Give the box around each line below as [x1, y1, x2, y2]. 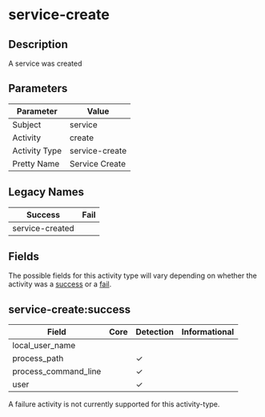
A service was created [8, 58, 82, 68]
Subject [12, 118, 42, 130]
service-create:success [8, 303, 131, 316]
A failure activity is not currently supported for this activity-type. [8, 399, 220, 409]
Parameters [8, 82, 68, 95]
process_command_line [12, 366, 102, 377]
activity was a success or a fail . [8, 279, 112, 289]
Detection [135, 327, 175, 338]
